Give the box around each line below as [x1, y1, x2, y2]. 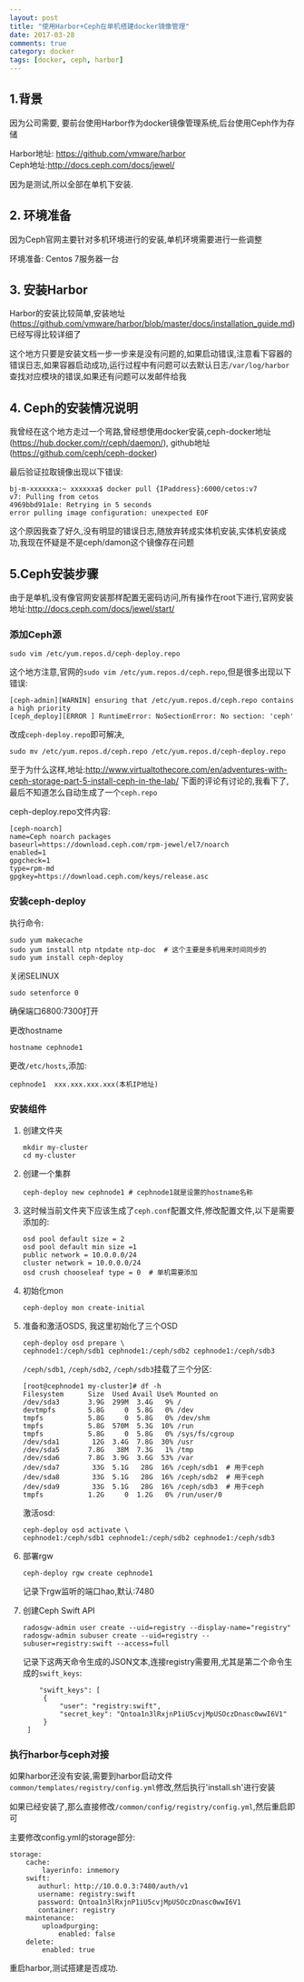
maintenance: [25, 1914, 75, 1923]
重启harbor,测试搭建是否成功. [9, 1963, 119, 1974]
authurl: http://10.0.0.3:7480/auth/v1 [37, 1882, 189, 1891]
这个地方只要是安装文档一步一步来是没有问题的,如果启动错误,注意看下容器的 [9, 348, 293, 359]
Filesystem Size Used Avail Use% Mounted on [22, 1389, 219, 1398]
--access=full [116, 1638, 170, 1648]
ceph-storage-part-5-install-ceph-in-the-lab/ [9, 776, 180, 786]
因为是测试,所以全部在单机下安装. [9, 178, 134, 189]
